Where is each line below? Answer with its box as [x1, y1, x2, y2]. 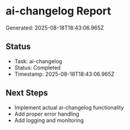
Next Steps [5, 88, 48, 98]
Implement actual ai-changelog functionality [14, 104, 124, 111]
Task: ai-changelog [14, 57, 63, 64]
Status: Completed [14, 64, 61, 71]
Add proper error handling [14, 110, 79, 117]
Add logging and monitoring [14, 116, 84, 124]
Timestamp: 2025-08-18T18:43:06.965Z [14, 70, 115, 78]
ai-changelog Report [5, 4, 111, 18]
